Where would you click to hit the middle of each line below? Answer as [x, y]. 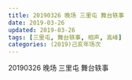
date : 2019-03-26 [37, 23]
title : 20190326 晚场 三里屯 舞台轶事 [66, 15]
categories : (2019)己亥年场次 [55, 45]
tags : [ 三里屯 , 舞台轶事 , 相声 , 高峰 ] [65, 37]
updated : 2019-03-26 [42, 30]
